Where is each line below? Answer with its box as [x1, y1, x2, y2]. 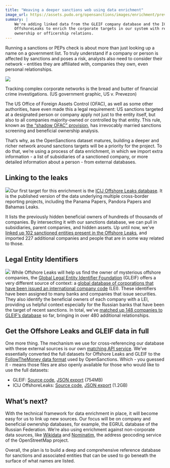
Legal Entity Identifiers [5, 255, 78, 264]
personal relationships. [5, 66, 53, 72]
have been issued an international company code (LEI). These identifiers [5, 285, 156, 291]
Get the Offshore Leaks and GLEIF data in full [5, 327, 149, 335]
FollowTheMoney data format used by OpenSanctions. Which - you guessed [5, 356, 164, 362]
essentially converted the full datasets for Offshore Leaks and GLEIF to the [5, 351, 161, 357]
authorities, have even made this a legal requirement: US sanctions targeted [5, 106, 163, 112]
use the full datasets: [5, 367, 49, 373]
